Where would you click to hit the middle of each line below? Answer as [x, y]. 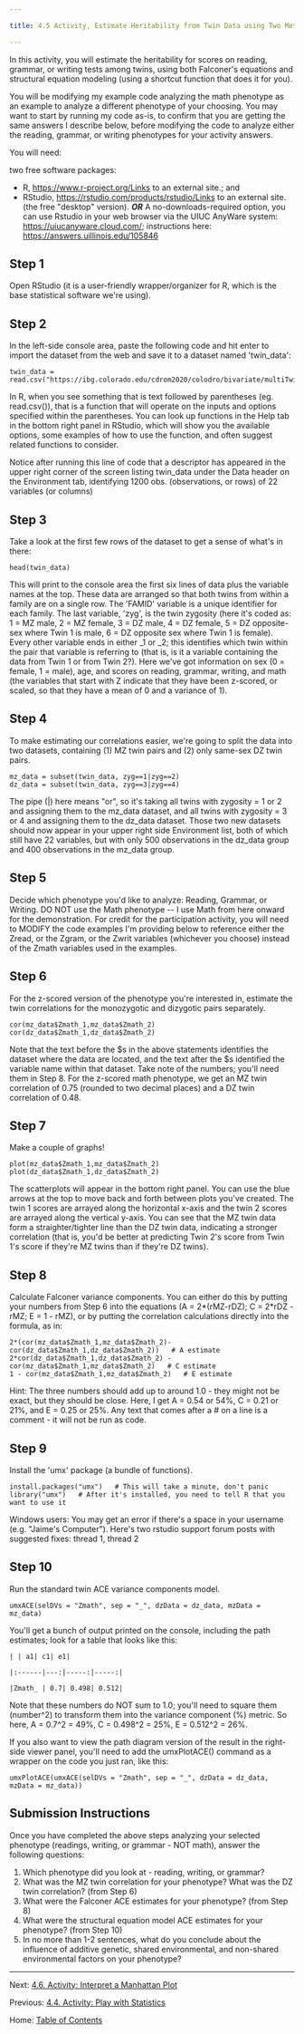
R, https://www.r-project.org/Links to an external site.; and [131, 188]
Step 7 [28, 1126]
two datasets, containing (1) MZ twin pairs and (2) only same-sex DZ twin [146, 750]
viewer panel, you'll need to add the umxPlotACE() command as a [149, 1751]
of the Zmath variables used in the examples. [94, 948]
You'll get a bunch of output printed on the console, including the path [140, 1630]
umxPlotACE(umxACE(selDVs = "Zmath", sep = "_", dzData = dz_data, [139, 1778]
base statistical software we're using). [80, 295]
